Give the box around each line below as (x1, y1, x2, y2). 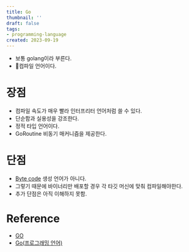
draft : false (6, 20, 40, 26)
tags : (6, 26, 20, 32)
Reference (6, 212, 60, 226)
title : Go (6, 9, 32, 15)
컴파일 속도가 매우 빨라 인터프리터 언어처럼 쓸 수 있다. (15, 107, 142, 114)
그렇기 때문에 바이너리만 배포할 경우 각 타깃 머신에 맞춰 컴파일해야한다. (15, 182, 183, 189)
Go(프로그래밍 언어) (15, 239, 63, 247)
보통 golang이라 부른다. (15, 55, 72, 61)
